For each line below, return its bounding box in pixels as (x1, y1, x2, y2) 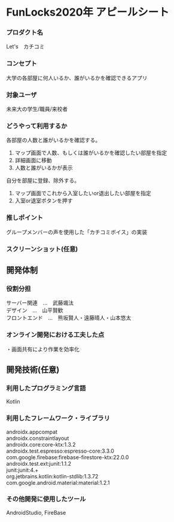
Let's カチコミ (6, 43, 45, 50)
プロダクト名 (6, 28, 44, 37)
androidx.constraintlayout (6, 435, 69, 442)
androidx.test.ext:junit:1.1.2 (6, 460, 72, 467)
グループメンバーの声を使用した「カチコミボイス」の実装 (6, 228, 148, 235)
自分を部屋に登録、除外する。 (6, 177, 80, 184)
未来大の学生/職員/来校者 (6, 105, 68, 113)
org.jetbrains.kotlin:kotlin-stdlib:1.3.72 (6, 472, 99, 479)
